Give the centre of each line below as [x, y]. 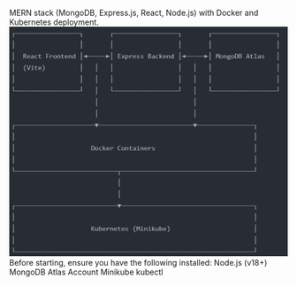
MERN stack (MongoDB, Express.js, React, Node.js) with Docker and [134, 13]
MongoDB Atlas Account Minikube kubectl [86, 272]
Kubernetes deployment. [54, 22]
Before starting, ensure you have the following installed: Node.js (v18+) [138, 263]
